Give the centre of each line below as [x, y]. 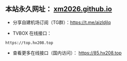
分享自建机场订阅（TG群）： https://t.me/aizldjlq [61, 22]
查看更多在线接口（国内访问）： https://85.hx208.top [67, 53]
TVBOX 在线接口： [32, 33]
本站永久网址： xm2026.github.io [59, 9]
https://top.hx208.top [29, 43]
